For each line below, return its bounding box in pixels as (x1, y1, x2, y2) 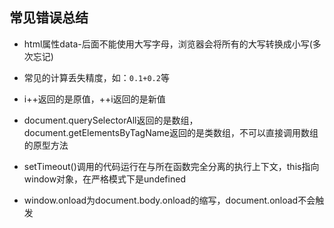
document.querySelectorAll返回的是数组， (23, 114, 199, 126)
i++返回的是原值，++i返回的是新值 (23, 93, 166, 105)
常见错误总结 (9, 9, 89, 27)
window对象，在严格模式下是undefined (23, 173, 186, 185)
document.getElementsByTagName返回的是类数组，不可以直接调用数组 (23, 126, 319, 138)
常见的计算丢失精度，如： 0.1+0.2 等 (23, 71, 170, 83)
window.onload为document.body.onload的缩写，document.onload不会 (23, 194, 316, 206)
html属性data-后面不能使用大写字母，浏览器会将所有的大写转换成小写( (23, 38, 313, 50)
